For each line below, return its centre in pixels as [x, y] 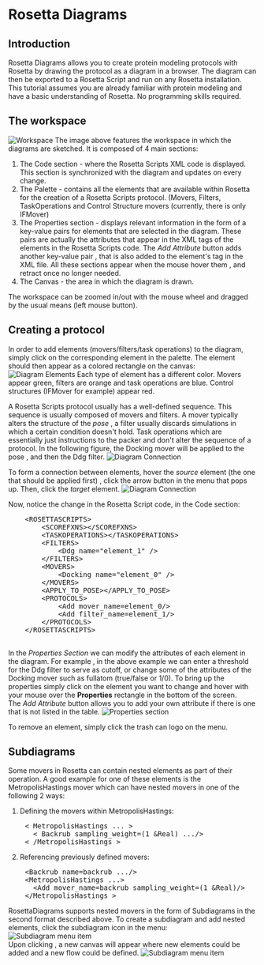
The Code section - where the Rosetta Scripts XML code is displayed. [133, 164]
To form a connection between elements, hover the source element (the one [132, 472]
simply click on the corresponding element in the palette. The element [122, 357]
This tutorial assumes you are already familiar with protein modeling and [125, 88]
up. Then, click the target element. [64, 488]
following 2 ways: [37, 796]
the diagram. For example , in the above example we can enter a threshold [128, 661]
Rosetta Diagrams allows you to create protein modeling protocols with [123, 62]
